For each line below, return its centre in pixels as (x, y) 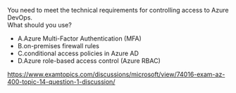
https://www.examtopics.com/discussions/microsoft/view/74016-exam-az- (116, 74)
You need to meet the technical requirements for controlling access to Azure (118, 10)
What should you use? (39, 25)
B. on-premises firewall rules (58, 46)
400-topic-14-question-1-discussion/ (61, 82)
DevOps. (20, 17)
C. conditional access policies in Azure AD (78, 53)
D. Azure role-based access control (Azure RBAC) (89, 61)
